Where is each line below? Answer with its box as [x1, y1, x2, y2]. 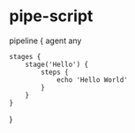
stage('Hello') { [25, 60, 89, 69]
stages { [9, 52, 41, 61]
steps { [41, 68, 69, 77]
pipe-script [9, 6, 94, 26]
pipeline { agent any [9, 35, 82, 46]
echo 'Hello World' [56, 75, 128, 85]
